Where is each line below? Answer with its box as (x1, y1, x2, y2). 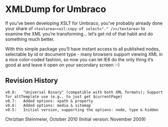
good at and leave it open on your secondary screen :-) (5, 62, 120, 68)
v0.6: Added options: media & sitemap (5, 103, 92, 108)
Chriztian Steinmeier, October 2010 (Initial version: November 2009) (5, 116, 146, 122)
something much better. (5, 36, 55, 42)
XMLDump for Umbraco (5, 4, 107, 15)
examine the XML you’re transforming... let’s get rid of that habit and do (5, 31, 153, 37)
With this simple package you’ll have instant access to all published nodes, (5, 46, 160, 52)
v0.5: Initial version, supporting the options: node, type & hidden (5, 107, 158, 112)
